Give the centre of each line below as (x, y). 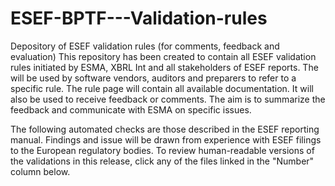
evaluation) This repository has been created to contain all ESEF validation (163, 56)
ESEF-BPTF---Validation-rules (139, 18)
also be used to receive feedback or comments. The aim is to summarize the (168, 99)
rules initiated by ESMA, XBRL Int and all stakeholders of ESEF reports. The (164, 67)
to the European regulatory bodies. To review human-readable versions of (162, 150)
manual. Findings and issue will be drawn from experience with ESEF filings (166, 139)
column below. (40, 171)
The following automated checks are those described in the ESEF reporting (165, 129)
